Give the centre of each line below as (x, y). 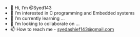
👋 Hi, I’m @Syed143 (31, 8)
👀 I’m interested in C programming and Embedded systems (72, 13)
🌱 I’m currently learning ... (37, 18)
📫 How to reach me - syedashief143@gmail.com (62, 29)
